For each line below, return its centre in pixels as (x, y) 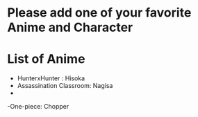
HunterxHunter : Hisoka (51, 78)
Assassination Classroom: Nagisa (65, 86)
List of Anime (46, 59)
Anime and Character (70, 27)
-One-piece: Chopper (38, 107)
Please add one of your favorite (99, 13)
